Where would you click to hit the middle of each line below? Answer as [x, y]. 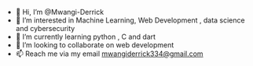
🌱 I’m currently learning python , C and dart [85, 36]
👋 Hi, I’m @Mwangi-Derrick [60, 12]
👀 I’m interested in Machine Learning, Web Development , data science [130, 20]
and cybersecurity [45, 28]
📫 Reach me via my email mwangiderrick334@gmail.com [109, 54]
